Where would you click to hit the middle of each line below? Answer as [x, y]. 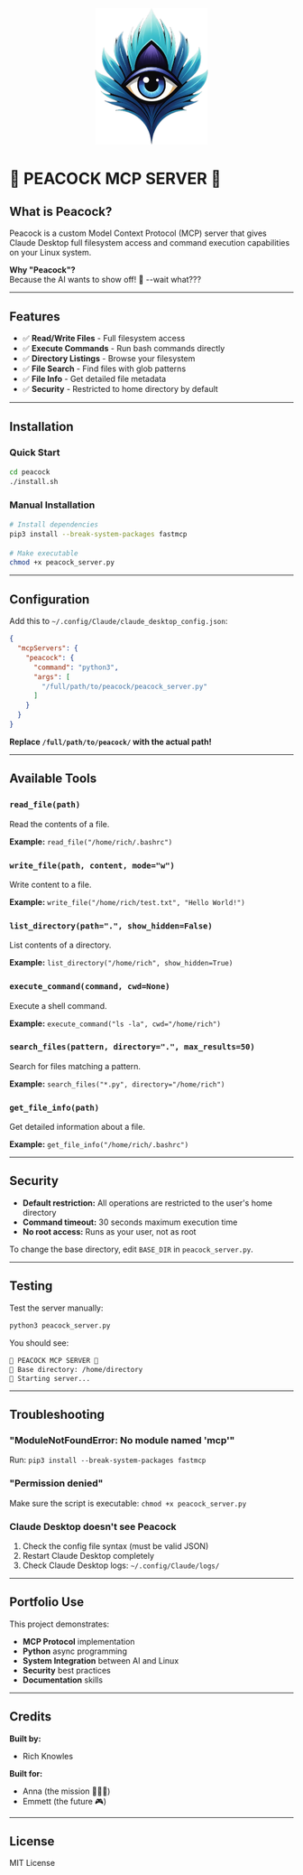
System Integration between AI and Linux [101, 1660]
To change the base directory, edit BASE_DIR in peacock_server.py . [132, 1249]
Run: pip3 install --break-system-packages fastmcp [108, 1460]
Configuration [50, 599]
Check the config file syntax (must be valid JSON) [115, 1546]
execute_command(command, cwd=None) [90, 987]
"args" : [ [51, 676]
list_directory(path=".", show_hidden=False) [111, 926]
